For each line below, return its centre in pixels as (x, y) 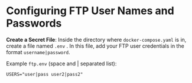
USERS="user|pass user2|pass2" (45, 74)
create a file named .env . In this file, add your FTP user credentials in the (95, 46)
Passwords (34, 23)
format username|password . (38, 52)
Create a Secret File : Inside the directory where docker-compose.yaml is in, (96, 39)
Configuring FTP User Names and (90, 11)
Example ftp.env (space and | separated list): (61, 64)
